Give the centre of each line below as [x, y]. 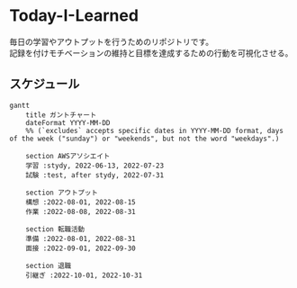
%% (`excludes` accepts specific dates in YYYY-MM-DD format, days [154, 130]
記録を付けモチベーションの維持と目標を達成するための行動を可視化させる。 [151, 53]
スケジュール [45, 84]
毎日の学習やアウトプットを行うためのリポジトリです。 [112, 41]
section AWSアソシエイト [68, 156]
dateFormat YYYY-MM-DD [68, 122]
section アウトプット [62, 193]
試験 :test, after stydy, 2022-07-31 [95, 175]
